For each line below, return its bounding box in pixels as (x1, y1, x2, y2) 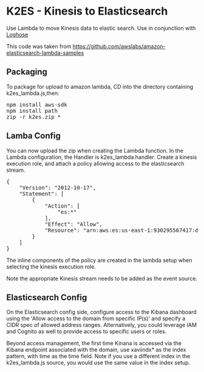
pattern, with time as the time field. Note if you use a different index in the (6, 353, 191, 360)
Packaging (6, 67, 47, 77)
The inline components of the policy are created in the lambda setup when (6, 256, 192, 264)
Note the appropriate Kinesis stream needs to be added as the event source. (6, 275, 198, 282)
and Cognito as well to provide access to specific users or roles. (6, 328, 167, 335)
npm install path (6, 107, 58, 114)
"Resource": (44, 226, 80, 234)
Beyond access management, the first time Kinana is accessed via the (6, 340, 182, 347)
